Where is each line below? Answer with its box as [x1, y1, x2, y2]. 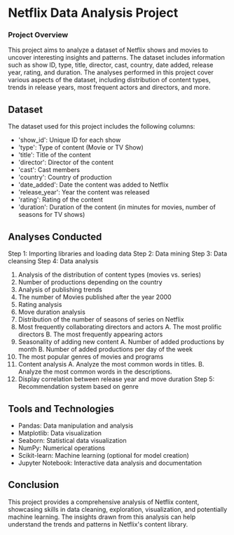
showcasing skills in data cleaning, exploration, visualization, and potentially [8, 505, 228, 513]
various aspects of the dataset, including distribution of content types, [8, 76, 211, 84]
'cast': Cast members [18, 166, 81, 174]
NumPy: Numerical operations [18, 444, 106, 452]
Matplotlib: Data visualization [18, 428, 102, 437]
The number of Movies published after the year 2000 [18, 293, 172, 301]
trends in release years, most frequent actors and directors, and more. [8, 83, 211, 92]
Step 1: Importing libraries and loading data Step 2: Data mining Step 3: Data [8, 249, 228, 258]
